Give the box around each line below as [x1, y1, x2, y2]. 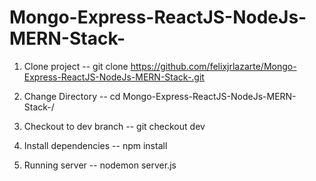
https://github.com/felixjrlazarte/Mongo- [130, 60, 297, 72]
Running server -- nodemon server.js [23, 159, 177, 171]
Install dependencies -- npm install [23, 139, 168, 151]
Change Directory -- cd [23, 90, 121, 102]
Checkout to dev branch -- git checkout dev [23, 120, 206, 132]
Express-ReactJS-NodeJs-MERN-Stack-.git [23, 71, 205, 83]
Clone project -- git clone [23, 60, 129, 72]
